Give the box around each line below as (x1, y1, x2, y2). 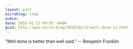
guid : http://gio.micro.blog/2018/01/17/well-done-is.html (5, 25, 129, 30)
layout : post (5, 7, 32, 12)
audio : (5, 16, 19, 21)
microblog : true (5, 12, 38, 16)
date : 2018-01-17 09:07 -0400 (5, 20, 67, 26)
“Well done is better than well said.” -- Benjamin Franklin (5, 38, 119, 44)
